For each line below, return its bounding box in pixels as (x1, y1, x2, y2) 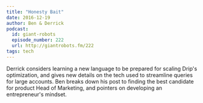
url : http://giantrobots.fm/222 (12, 43, 94, 49)
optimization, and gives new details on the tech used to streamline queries (6, 71, 193, 79)
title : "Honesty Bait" (6, 8, 64, 15)
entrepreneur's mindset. (6, 90, 67, 98)
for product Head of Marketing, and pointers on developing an (6, 84, 163, 91)
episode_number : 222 (12, 37, 64, 43)
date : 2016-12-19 (6, 15, 51, 21)
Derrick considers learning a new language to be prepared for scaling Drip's (6, 65, 198, 72)
